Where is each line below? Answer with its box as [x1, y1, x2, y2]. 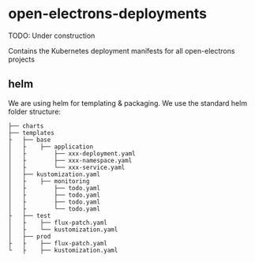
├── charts [8, 122, 44, 130]
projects [8, 54, 36, 64]
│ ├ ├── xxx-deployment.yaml [8, 149, 136, 158]
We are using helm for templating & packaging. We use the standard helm [8, 98, 247, 107]
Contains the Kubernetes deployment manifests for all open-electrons [8, 46, 235, 55]
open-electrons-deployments [8, 5, 208, 23]
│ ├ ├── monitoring [8, 177, 90, 185]
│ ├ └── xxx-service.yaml [8, 163, 126, 171]
